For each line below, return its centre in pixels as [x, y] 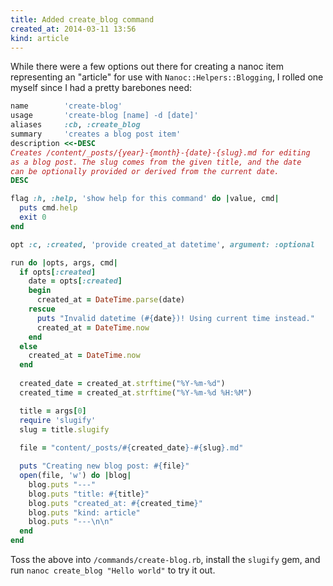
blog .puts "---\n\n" [71, 522]
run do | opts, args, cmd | [64, 262]
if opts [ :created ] [58, 272]
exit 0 [33, 217]
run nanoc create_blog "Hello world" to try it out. [113, 570]
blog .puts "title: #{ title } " [89, 494]
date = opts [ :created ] [75, 281]
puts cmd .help [48, 208]
